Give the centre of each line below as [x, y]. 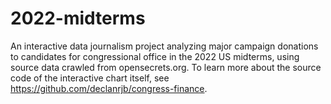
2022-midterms [78, 18]
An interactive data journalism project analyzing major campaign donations [164, 46]
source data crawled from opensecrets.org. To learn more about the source [166, 67]
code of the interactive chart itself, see [90, 78]
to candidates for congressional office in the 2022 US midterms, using [155, 56]
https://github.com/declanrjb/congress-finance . [109, 88]
